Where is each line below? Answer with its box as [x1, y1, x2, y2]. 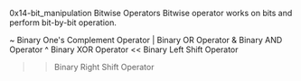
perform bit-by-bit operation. [9, 17, 118, 28]
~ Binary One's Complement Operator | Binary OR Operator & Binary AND [9, 35, 283, 45]
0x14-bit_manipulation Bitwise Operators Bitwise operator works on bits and [9, 8, 293, 18]
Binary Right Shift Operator [53, 62, 155, 72]
